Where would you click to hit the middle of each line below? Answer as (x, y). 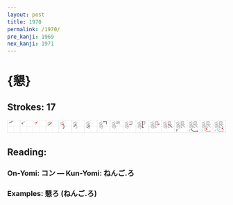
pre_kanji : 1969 (31, 37)
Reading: (27, 152)
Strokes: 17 (32, 107)
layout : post (26, 15)
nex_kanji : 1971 (31, 44)
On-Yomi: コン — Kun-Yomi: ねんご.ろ (71, 173)
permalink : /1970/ (34, 29)
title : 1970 (24, 22)
